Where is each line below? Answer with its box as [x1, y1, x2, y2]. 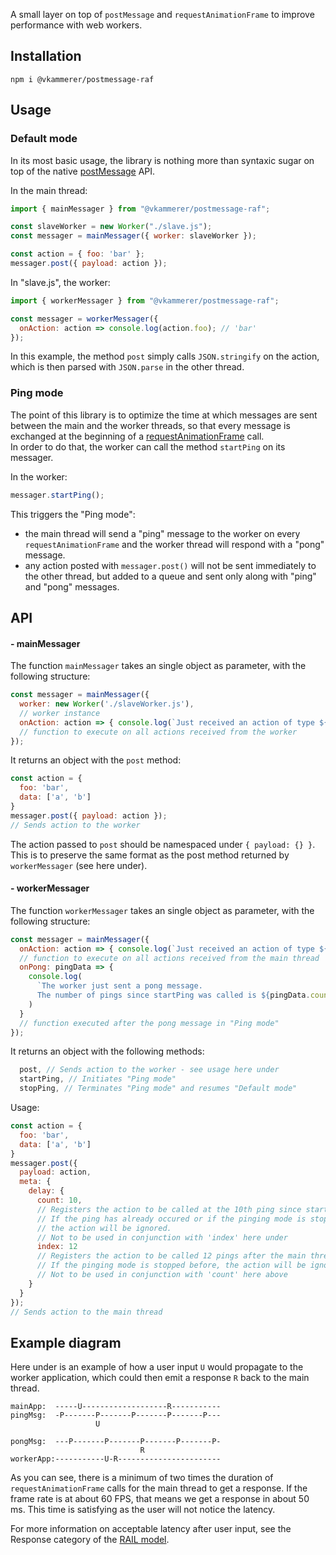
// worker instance [19, 708, 101, 718]
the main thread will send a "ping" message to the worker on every [24, 527, 301, 539]
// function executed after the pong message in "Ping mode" [19, 1018, 280, 1028]
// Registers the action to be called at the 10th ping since [36, 1204, 302, 1214]
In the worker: [10, 470, 68, 483]
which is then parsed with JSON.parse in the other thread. [10, 361, 245, 373]
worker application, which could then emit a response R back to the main [10, 1372, 310, 1384]
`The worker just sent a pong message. [36, 981, 203, 991]
